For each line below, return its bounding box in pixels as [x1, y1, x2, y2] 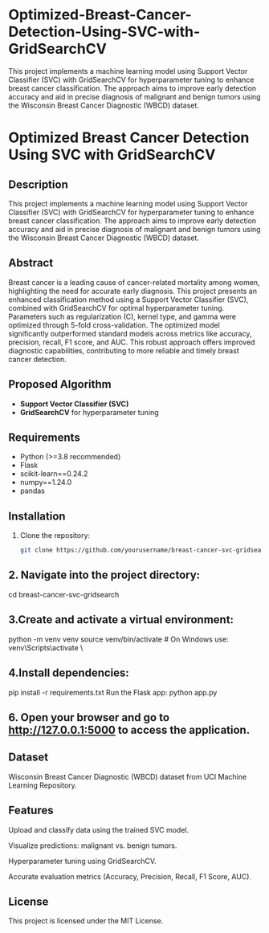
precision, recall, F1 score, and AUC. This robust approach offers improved [8, 337, 255, 347]
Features [8, 804, 54, 817]
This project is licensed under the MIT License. [8, 916, 164, 926]
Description [8, 177, 68, 191]
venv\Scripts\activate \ [8, 642, 84, 652]
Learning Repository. [8, 780, 78, 790]
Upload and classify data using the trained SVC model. [8, 825, 190, 834]
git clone [19, 546, 54, 555]
